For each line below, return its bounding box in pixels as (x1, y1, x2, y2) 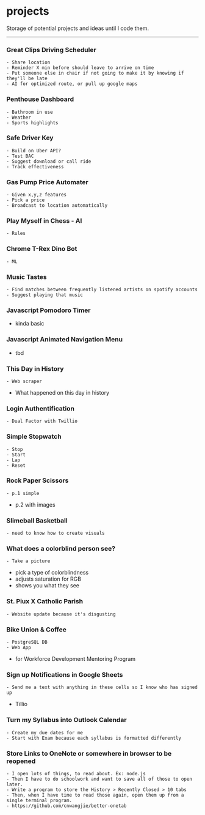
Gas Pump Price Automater (6, 177, 88, 186)
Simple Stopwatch (6, 433, 62, 441)
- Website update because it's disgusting (6, 611, 116, 617)
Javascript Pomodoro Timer (6, 306, 91, 314)
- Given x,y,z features (6, 192, 67, 198)
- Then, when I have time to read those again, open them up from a (6, 792, 184, 798)
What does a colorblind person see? (6, 545, 116, 553)
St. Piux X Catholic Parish (6, 597, 84, 606)
